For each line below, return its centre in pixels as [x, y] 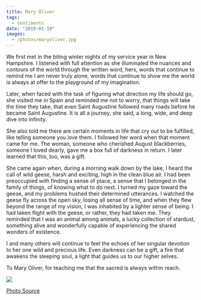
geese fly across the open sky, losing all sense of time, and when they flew [99, 200]
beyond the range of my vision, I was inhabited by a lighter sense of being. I [100, 206]
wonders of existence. [34, 232]
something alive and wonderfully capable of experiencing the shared [91, 225]
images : [16, 34]
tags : [13, 17]
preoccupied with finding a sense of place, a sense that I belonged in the [96, 181]
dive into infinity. [27, 119]
